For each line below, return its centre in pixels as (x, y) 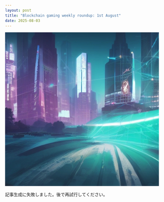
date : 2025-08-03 (23, 20)
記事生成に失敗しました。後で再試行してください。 (56, 195)
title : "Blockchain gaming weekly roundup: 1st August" (63, 15)
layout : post (18, 10)
